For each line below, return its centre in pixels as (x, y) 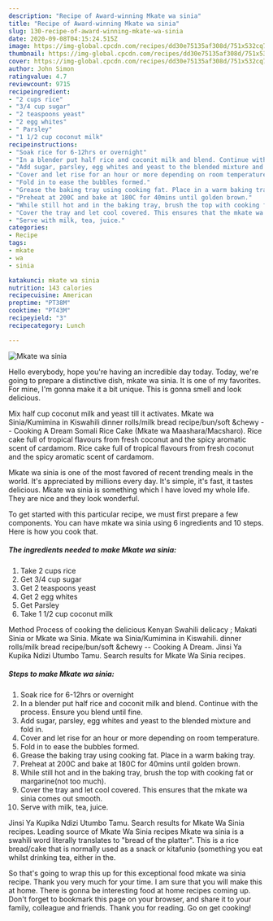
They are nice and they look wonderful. (74, 498)
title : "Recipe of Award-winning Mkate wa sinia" (94, 24)
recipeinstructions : (43, 144)
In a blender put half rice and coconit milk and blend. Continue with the (139, 703)
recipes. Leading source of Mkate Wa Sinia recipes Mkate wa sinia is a (126, 832)
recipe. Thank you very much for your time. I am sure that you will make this (135, 882)
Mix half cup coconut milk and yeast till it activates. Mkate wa (111, 413)
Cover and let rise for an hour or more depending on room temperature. (140, 738)
